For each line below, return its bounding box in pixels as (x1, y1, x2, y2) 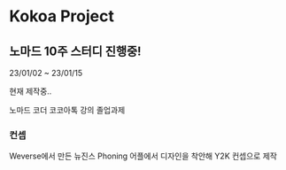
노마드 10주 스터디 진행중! (9, 43, 142, 58)
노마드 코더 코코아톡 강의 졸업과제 (9, 104, 126, 115)
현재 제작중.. (9, 86, 52, 97)
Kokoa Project (9, 6, 115, 27)
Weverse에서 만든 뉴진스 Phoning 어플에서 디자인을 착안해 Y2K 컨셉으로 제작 (9, 151, 277, 161)
